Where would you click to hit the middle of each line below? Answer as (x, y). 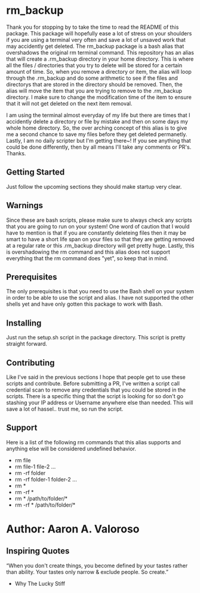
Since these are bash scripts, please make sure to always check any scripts (99, 220)
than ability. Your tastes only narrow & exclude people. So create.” (87, 572)
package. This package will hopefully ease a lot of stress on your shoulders (99, 33)
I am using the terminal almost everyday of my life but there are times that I (98, 115)
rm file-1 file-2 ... (35, 466)
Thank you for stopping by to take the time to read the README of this (93, 27)
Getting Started (36, 172)
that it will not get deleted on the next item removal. (69, 103)
